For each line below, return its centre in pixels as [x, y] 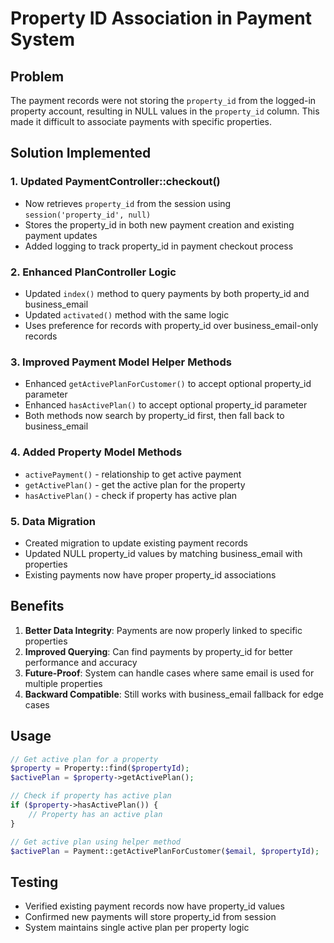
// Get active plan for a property [84, 759]
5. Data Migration [53, 521]
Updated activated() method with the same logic [127, 314]
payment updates [61, 235]
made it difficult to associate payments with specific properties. [141, 121]
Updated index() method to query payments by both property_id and [167, 293]
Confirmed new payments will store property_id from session [150, 917]
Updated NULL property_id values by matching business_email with [163, 553]
